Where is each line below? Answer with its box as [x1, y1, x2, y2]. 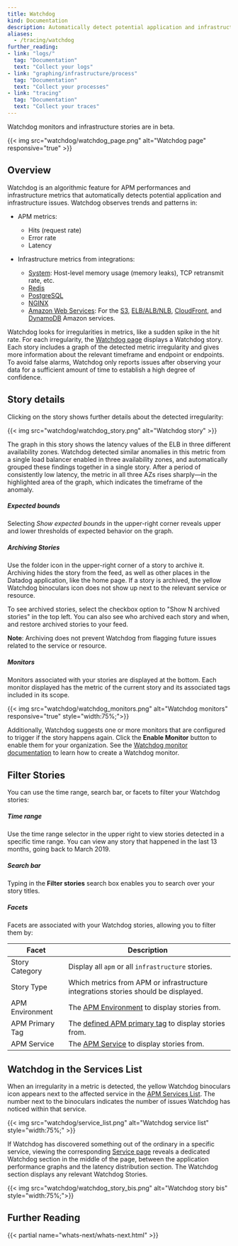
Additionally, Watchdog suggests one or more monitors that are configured [7, 726, 226, 734]
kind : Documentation [7, 17, 69, 24]
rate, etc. [28, 276, 55, 284]
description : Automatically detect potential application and [7, 23, 195, 31]
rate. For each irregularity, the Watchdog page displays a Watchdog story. [7, 335, 223, 343]
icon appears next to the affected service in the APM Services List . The [7, 1089, 215, 1098]
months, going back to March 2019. [7, 845, 111, 854]
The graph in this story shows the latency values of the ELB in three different [7, 440, 231, 449]
